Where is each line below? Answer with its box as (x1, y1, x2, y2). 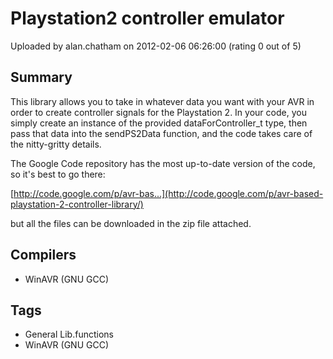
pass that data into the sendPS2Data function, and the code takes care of (10, 127, 313, 139)
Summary (10, 69, 73, 86)
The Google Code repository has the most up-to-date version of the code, (10, 157, 316, 169)
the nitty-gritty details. (10, 138, 102, 150)
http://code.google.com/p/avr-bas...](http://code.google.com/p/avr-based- (13, 187, 324, 199)
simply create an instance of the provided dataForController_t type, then (10, 117, 308, 129)
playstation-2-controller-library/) (10, 198, 144, 210)
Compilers (10, 247, 77, 264)
